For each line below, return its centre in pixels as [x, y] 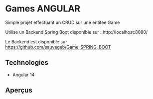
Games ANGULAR [43, 9]
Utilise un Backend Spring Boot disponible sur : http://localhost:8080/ [76, 32]
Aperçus [19, 90]
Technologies [27, 63]
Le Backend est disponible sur [36, 42]
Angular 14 [23, 75]
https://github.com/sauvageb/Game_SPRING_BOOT [58, 47]
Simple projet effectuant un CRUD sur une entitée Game [63, 22]
